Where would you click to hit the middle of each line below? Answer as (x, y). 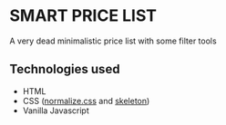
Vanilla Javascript (56, 111)
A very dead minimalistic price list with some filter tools (113, 41)
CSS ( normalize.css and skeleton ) (86, 101)
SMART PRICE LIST (83, 16)
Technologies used (65, 69)
